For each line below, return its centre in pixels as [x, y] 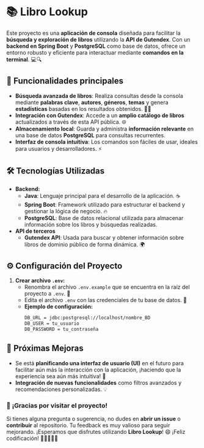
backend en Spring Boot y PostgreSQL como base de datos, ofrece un [96, 46]
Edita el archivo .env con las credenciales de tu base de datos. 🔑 [106, 300]
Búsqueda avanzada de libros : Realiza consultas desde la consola [99, 96]
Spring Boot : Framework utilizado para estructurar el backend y [104, 204]
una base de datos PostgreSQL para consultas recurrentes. [90, 135]
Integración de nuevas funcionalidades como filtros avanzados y [98, 382]
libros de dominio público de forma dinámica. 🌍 [85, 244]
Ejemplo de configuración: [59, 306]
